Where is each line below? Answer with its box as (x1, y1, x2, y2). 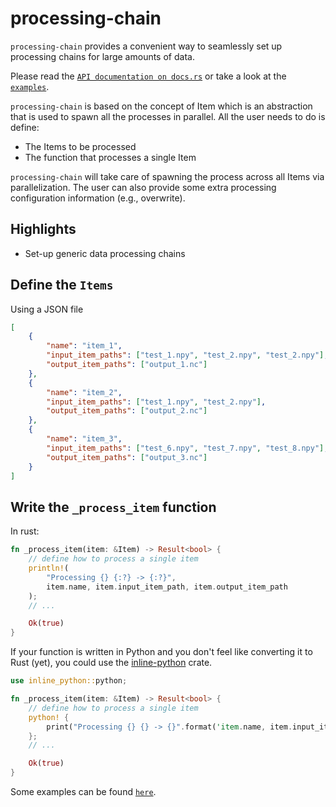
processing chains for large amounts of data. (10, 50, 195, 62)
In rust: (10, 525, 40, 537)
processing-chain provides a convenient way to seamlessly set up (10, 40, 283, 52)
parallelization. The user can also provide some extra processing (10, 181, 277, 193)
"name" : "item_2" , (46, 387, 123, 397)
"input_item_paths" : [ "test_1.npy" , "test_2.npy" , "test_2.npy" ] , (46, 350, 329, 361)
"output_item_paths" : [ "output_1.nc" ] (46, 360, 208, 370)
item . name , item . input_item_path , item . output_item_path (46, 582, 288, 592)
